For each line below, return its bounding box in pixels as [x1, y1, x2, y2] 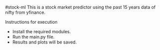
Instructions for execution [5, 19, 58, 25]
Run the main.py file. [12, 34, 55, 40]
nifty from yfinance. [5, 9, 46, 15]
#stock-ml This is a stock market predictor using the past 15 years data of [5, 4, 156, 10]
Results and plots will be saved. [12, 39, 77, 45]
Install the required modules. [12, 29, 71, 34]
